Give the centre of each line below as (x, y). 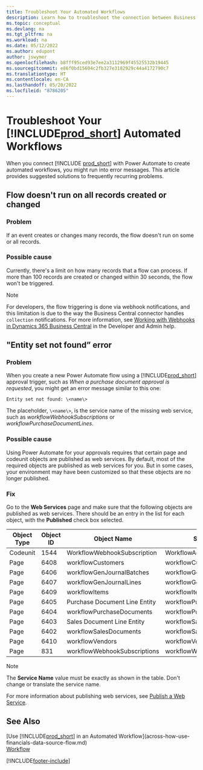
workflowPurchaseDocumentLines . (50, 423)
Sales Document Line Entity (106, 622)
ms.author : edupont (31, 51)
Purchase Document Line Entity (111, 602)
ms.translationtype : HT (36, 74)
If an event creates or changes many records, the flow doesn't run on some (100, 235)
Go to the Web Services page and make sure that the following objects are (99, 507)
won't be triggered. (30, 283)
